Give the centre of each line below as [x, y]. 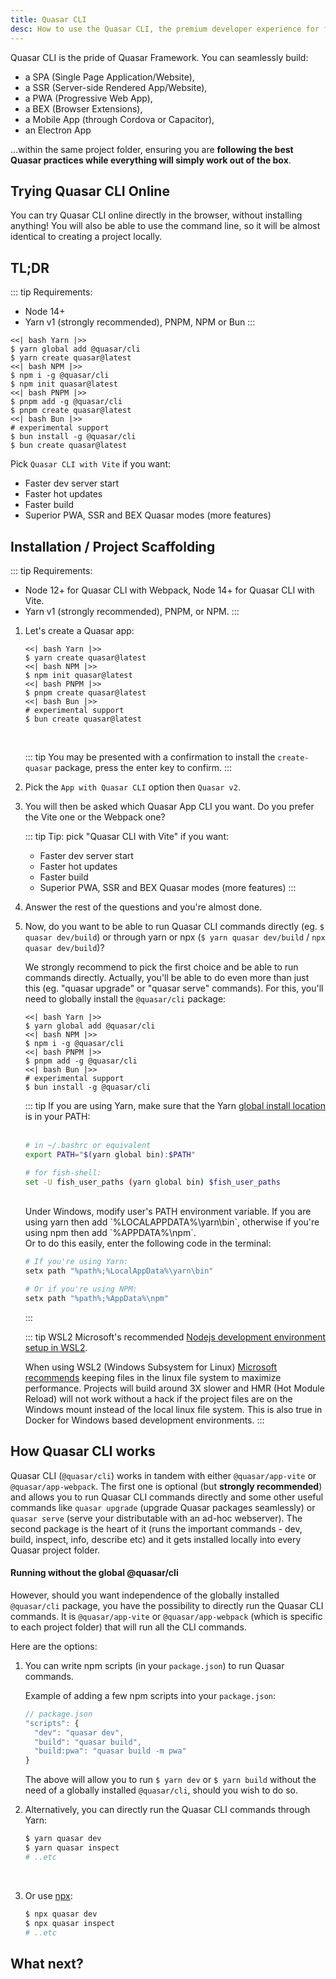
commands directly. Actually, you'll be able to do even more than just [167, 977]
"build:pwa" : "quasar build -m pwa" [110, 1751]
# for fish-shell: [63, 1172]
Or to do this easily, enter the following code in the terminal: [148, 1243]
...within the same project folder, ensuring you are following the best [152, 149]
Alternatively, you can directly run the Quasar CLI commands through [167, 1810]
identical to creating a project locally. [86, 237]
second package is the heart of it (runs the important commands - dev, [156, 1528]
